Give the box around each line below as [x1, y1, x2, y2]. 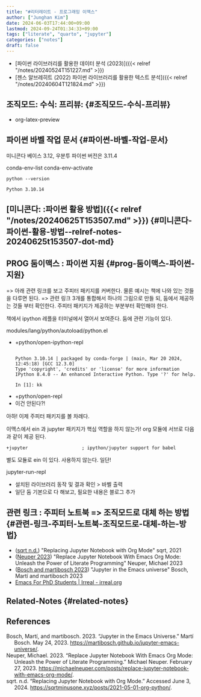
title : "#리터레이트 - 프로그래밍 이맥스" [6, 8, 98, 15]
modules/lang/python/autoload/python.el [6, 327, 108, 334]
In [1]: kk [14, 382, 43, 388]
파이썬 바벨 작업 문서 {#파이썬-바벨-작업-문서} [6, 135, 169, 145]
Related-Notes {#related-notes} [6, 596, 129, 606]
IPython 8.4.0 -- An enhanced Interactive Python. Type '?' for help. [14, 371, 196, 377]
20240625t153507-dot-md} [6, 236, 114, 247]
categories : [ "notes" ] [6, 37, 63, 43]
